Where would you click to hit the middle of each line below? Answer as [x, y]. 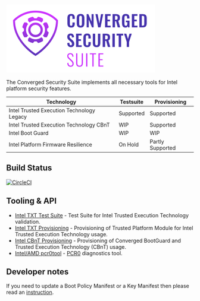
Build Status [29, 168]
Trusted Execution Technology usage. [61, 234]
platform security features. [39, 88]
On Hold [129, 145]
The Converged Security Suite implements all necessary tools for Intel [92, 82]
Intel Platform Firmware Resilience [50, 145]
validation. [27, 221]
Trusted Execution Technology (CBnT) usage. [71, 247]
